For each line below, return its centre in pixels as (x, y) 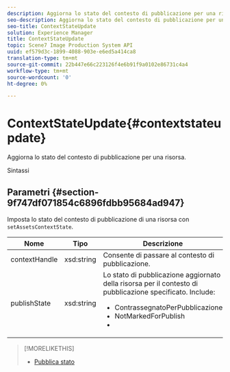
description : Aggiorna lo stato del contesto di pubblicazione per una (111, 13)
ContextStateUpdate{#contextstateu (114, 124)
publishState (31, 303)
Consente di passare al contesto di (158, 255)
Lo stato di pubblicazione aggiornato (162, 275)
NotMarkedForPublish (150, 316)
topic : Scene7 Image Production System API (70, 45)
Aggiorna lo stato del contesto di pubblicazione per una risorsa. (97, 157)
